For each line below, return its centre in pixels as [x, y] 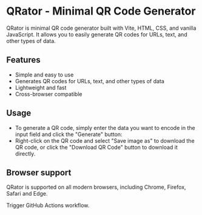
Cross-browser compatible [49, 94]
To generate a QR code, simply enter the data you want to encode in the [105, 128]
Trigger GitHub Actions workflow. [48, 205]
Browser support [39, 172]
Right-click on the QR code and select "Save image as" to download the [105, 140]
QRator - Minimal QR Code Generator [101, 11]
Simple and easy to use [44, 75]
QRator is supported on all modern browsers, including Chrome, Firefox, [96, 187]
